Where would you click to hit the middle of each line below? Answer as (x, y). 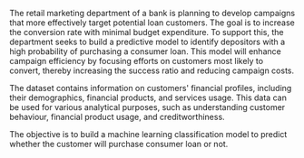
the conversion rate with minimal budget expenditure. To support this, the (147, 32)
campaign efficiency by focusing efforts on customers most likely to (137, 61)
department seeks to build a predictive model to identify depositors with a (147, 42)
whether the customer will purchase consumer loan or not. (119, 144)
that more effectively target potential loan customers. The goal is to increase (152, 23)
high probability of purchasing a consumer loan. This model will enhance (145, 51)
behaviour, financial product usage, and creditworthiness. (117, 117)
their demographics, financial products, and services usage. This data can (148, 98)
